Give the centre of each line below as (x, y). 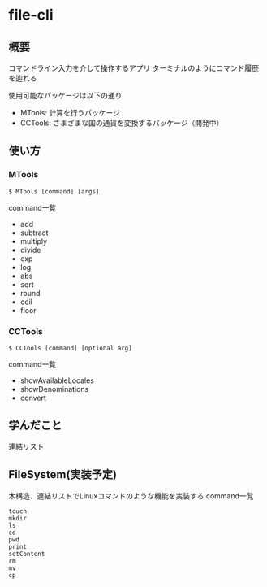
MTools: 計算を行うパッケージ (70, 113)
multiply (33, 241)
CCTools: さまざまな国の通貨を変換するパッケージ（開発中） (122, 123)
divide (30, 250)
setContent (27, 554)
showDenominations (54, 389)
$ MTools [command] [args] (54, 191)
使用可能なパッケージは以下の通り (65, 96)
